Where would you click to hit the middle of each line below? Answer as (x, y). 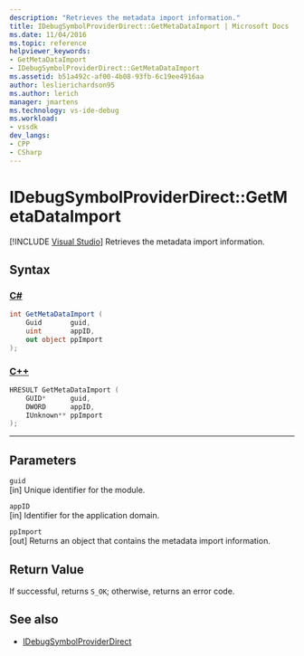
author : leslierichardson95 (62, 85)
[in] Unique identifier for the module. (77, 490)
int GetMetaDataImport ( (56, 314)
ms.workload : (34, 119)
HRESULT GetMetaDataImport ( (64, 390)
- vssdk (24, 128)
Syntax (30, 269)
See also (34, 619)
